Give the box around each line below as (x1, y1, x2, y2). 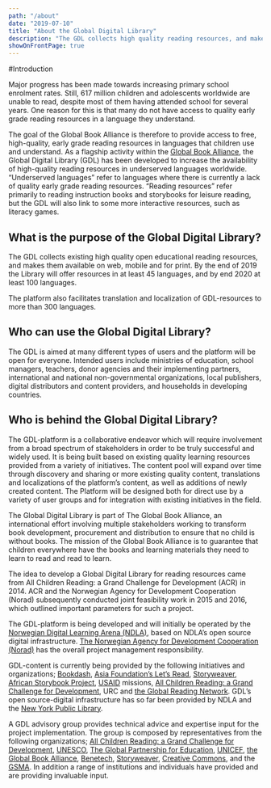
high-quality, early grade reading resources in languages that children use (8, 138, 255, 148)
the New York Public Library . (8, 703, 103, 713)
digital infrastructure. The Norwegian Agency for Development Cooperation (8, 636, 259, 646)
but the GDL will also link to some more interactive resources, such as (8, 199, 240, 209)
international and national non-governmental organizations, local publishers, (8, 373, 262, 382)
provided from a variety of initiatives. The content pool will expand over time (8, 460, 262, 470)
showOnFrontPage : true (8, 42, 85, 50)
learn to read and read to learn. (8, 553, 112, 563)
